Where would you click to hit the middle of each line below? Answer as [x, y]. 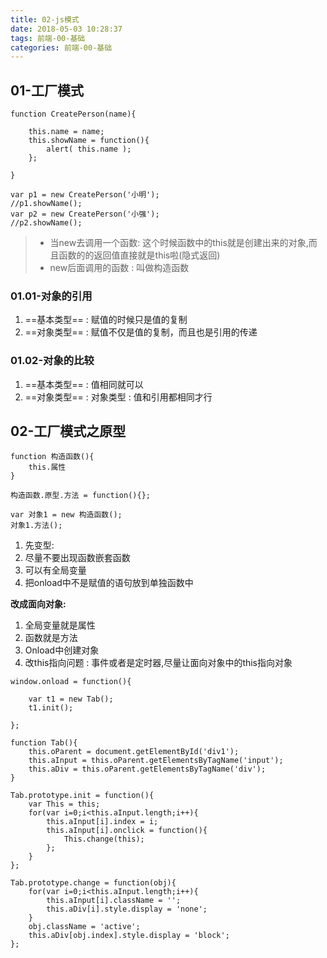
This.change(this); [104, 839]
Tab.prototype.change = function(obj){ [93, 883]
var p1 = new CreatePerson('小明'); [85, 195]
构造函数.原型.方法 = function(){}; [80, 496]
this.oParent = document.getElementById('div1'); [134, 752]
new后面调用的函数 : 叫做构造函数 [119, 268]
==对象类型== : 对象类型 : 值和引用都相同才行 [118, 397]
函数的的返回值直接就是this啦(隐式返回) [139, 255]
